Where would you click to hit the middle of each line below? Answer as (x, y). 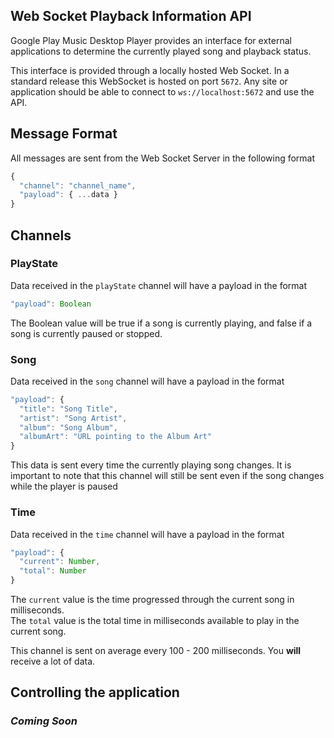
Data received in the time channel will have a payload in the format (147, 534)
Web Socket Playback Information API (131, 16)
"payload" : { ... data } (68, 195)
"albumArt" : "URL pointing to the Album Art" (116, 437)
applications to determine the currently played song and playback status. (161, 51)
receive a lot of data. (53, 661)
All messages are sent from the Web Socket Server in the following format (163, 158)
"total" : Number (53, 571)
